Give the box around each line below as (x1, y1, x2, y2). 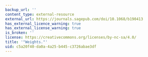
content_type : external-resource (5, 12, 74, 17)
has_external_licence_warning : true (5, 21, 81, 26)
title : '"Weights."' (5, 40, 48, 45)
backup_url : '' (5, 7, 37, 12)
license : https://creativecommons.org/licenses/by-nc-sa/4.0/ (5, 35, 137, 40)
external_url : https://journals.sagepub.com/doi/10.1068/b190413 (5, 16, 143, 21)
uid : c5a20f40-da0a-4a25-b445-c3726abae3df (5, 44, 97, 49)
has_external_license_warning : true (5, 26, 81, 31)
